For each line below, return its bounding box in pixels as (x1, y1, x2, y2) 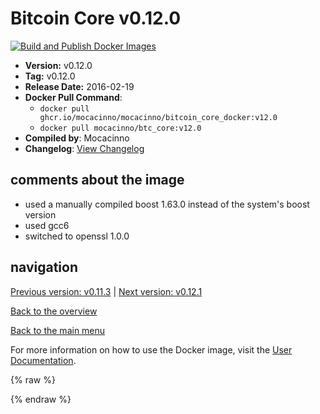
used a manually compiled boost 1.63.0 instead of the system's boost (24, 198, 310, 210)
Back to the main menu (10, 324, 106, 336)
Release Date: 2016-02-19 (24, 80, 135, 92)
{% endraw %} (10, 393, 72, 405)
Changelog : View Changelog (24, 142, 145, 154)
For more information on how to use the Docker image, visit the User (10, 343, 293, 356)
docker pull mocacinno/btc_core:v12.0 (39, 123, 202, 133)
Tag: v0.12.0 (24, 70, 76, 82)
